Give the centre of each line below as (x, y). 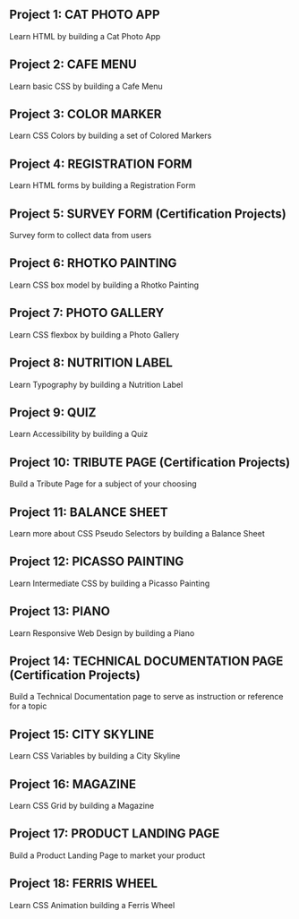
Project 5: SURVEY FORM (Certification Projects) (148, 214)
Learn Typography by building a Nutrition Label (96, 384)
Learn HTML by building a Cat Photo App (85, 36)
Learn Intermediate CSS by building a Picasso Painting (110, 583)
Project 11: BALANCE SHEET (89, 512)
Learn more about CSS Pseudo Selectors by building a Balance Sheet (137, 533)
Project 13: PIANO (60, 611)
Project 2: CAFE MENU (73, 65)
